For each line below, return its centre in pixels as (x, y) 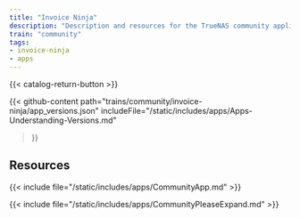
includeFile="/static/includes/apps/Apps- (177, 111)
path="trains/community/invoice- (141, 101)
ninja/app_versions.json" (54, 111)
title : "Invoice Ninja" (54, 17)
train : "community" (46, 34)
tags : (19, 42)
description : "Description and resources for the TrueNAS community (139, 26)
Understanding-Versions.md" (63, 120)
